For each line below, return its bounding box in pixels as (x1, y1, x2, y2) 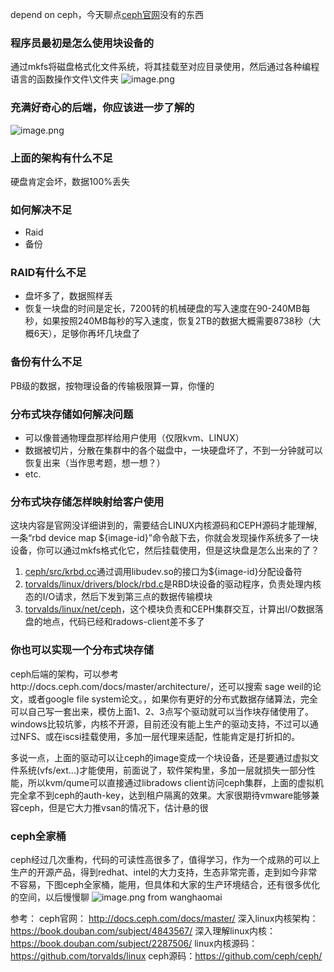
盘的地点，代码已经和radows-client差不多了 (24, 616, 205, 628)
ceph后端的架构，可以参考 (10, 668, 120, 680)
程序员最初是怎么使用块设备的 (10, 36, 155, 50)
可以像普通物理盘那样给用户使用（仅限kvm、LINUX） (24, 432, 245, 444)
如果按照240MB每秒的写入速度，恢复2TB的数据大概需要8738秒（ (42, 315, 313, 327)
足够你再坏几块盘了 (61, 328, 141, 340)
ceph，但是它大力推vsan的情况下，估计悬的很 (18, 801, 209, 813)
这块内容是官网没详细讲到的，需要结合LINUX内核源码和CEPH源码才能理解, (10, 519, 318, 532)
